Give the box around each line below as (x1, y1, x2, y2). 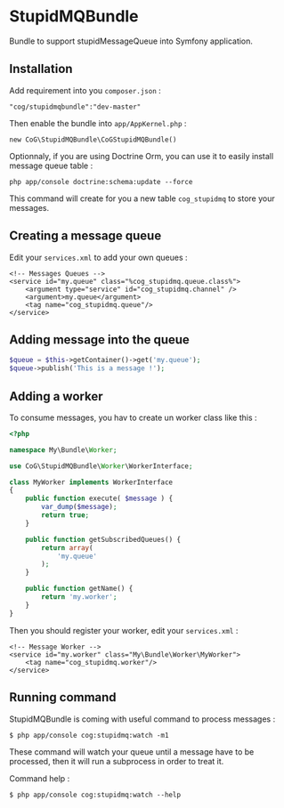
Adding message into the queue (9, 332, 190, 347)
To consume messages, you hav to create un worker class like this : (9, 412, 257, 423)
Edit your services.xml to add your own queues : (9, 252, 189, 263)
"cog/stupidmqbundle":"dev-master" (9, 102, 142, 111)
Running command (9, 690, 118, 705)
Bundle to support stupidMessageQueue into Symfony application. (9, 36, 254, 46)
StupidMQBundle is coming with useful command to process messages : (9, 714, 276, 724)
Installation (9, 61, 73, 77)
